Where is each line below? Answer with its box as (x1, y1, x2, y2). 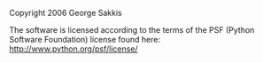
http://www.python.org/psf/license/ (9, 43, 139, 54)
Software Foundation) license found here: (9, 35, 161, 44)
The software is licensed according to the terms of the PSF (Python (9, 25, 255, 35)
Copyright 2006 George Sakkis (9, 8, 122, 18)
